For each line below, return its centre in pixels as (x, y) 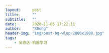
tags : (11, 38)
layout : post (23, 10)
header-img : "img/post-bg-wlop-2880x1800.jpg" (55, 33)
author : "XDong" (27, 29)
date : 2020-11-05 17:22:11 (40, 24)
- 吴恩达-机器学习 (31, 43)
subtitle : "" (21, 19)
